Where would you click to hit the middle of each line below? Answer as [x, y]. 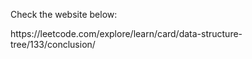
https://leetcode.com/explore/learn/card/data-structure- [126, 33]
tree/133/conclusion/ [53, 44]
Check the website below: [64, 14]
